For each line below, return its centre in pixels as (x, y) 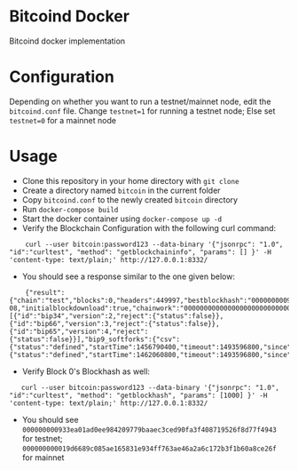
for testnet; (42, 438)
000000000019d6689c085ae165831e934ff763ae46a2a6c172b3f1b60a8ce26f (149, 449)
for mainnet (43, 457)
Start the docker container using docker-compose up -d (122, 219)
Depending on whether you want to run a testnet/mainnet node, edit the (140, 101)
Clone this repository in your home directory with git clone (130, 180)
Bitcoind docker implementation (67, 41)
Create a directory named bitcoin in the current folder (121, 190)
